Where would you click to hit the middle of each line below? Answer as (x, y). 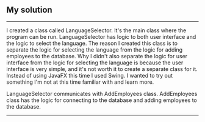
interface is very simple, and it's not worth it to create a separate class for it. (102, 69)
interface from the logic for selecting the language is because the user (95, 63)
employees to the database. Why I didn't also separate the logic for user (97, 56)
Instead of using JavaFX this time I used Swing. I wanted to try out (89, 75)
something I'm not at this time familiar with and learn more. (80, 82)
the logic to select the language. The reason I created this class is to (92, 43)
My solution (30, 10)
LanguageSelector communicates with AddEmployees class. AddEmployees (102, 93)
